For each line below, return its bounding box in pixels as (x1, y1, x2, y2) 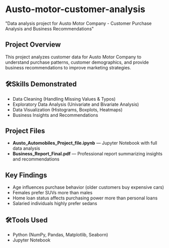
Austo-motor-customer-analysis (5, 4, 145, 15)
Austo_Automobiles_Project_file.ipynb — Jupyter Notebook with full (12, 140, 157, 146)
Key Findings (5, 171, 47, 179)
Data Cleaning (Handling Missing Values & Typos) (12, 96, 116, 102)
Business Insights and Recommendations (12, 112, 98, 118)
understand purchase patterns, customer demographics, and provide (5, 59, 149, 65)
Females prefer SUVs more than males (12, 190, 93, 196)
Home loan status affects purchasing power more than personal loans (12, 195, 158, 201)
